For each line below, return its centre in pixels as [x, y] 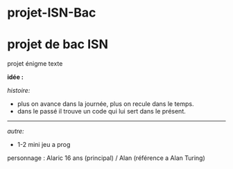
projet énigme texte [35, 64]
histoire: [19, 91]
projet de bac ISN [58, 45]
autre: [16, 131]
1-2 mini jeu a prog [44, 145]
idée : [16, 77]
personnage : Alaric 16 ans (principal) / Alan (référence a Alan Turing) [106, 158]
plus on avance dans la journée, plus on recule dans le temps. [105, 104]
